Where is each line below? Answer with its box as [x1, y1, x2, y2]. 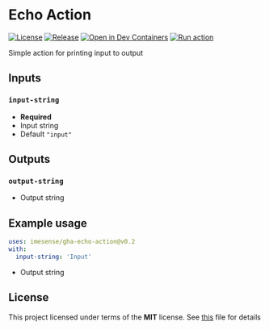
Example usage [8, 216, 87, 230]
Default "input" [19, 129, 73, 139]
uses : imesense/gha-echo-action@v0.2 [8, 238, 136, 246]
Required [19, 111, 53, 122]
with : [8, 245, 27, 253]
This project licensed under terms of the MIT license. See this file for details [8, 312, 261, 322]
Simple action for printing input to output [8, 48, 144, 57]
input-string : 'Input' [15, 253, 92, 261]
